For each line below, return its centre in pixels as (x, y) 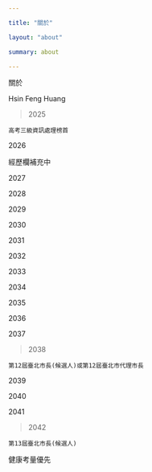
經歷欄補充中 (29, 162)
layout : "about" (35, 37)
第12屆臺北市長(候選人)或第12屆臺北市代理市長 (76, 366)
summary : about (34, 52)
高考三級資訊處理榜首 (38, 131)
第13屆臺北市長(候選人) (43, 444)
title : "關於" (31, 23)
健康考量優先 (29, 460)
